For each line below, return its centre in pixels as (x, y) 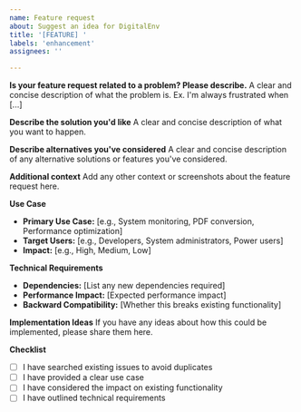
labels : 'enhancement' (52, 43)
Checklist (28, 349)
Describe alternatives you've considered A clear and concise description (148, 150)
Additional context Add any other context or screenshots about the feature (150, 177)
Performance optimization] (73, 231)
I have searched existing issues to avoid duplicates (117, 368)
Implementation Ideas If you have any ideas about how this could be (138, 322)
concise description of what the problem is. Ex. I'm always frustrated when (149, 95)
